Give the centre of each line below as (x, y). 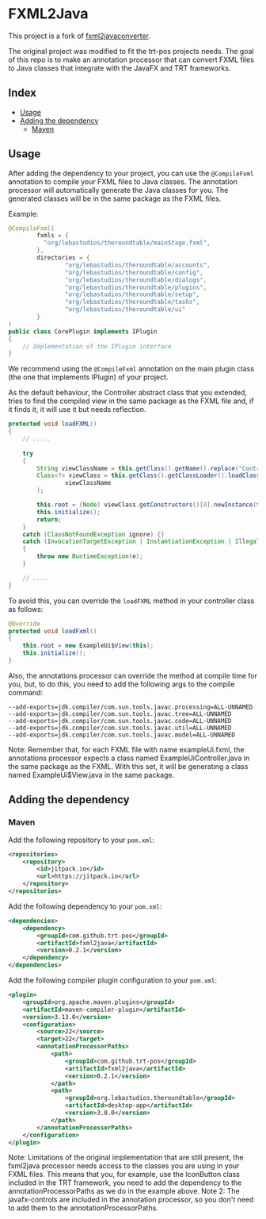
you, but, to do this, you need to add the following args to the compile (122, 684)
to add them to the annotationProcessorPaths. (83, 1208)
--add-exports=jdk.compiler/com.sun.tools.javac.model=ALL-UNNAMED (122, 735)
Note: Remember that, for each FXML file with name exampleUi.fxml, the (126, 749)
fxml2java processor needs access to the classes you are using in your (124, 1166)
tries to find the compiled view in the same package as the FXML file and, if (131, 401)
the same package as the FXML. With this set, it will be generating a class (128, 766)
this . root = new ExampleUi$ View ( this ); (88, 646)
